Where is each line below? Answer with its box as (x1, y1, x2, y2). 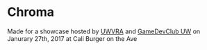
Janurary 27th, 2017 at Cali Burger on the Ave (7, 34, 138, 42)
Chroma (7, 4, 54, 20)
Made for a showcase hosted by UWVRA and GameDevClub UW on (7, 27, 201, 35)
